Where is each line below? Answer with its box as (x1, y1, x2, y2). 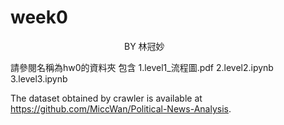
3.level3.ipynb (10, 72, 68, 85)
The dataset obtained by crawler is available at (10, 92, 203, 104)
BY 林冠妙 (123, 40, 165, 52)
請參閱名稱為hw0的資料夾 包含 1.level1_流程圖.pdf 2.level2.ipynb (10, 61, 274, 73)
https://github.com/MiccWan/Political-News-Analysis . (10, 102, 232, 115)
